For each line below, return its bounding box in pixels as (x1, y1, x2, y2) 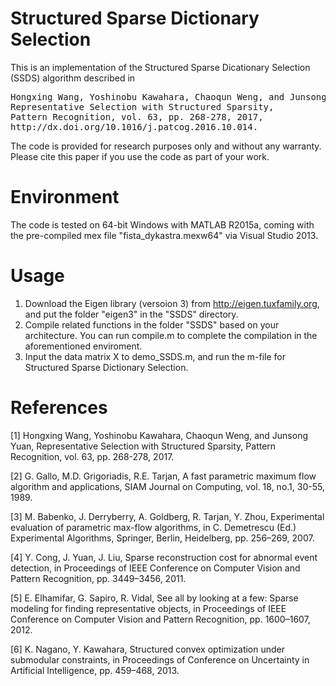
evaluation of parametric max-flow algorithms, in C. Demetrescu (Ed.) (10, 521, 297, 533)
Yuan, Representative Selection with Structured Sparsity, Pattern (10, 440, 277, 452)
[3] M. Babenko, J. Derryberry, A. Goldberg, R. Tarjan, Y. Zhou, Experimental (10, 510, 325, 522)
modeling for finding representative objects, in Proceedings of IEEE (10, 602, 287, 614)
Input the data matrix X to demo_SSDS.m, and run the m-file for (24, 350, 287, 362)
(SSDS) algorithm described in (10, 72, 136, 84)
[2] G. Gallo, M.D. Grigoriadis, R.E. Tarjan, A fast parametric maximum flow (10, 470, 317, 482)
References (10, 397, 108, 419)
